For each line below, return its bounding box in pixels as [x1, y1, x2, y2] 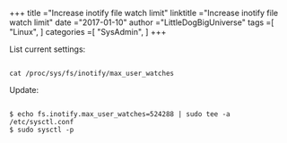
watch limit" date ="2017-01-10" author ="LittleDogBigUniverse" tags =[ [9, 17, 274, 28]
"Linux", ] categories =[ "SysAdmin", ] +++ [9, 27, 167, 37]
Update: [9, 85, 39, 95]
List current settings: [9, 44, 86, 55]
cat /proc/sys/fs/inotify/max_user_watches [9, 69, 175, 78]
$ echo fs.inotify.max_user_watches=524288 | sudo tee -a [9, 110, 230, 119]
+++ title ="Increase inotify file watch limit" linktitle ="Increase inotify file [9, 8, 279, 18]
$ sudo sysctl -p [9, 125, 74, 134]
